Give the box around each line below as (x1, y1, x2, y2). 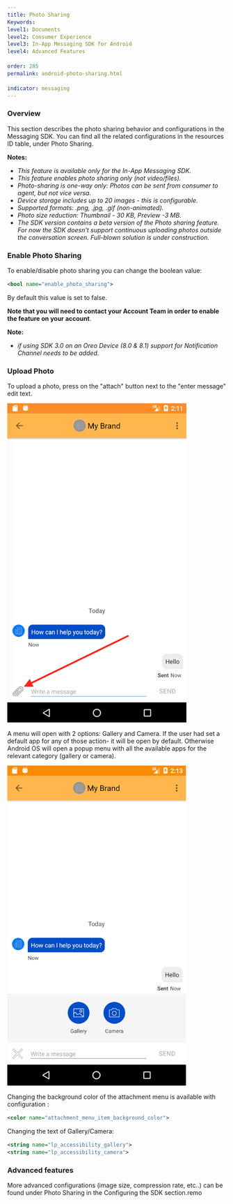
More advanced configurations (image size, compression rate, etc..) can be (7, 1181, 223, 1189)
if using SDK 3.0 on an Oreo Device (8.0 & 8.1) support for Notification (17, 341, 218, 349)
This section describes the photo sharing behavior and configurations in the (7, 124, 225, 133)
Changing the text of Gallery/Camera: (7, 1127, 115, 1136)
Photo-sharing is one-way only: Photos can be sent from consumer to (17, 181, 218, 190)
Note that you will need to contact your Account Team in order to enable (7, 307, 220, 315)
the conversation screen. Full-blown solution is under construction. (17, 233, 210, 241)
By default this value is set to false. (7, 293, 108, 301)
